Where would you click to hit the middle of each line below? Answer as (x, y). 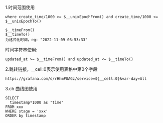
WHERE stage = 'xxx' (27, 111)
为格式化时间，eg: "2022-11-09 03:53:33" (46, 40)
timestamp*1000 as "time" (37, 102)
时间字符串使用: (21, 50)
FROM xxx (14, 107)
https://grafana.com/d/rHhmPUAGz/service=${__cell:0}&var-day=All (76, 79)
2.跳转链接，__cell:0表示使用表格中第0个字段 (51, 69)
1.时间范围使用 (20, 7)
